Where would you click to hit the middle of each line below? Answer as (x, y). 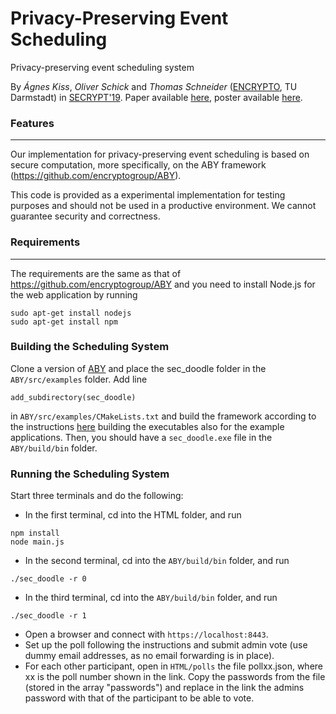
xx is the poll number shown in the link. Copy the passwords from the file (175, 677)
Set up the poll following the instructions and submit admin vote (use (166, 645)
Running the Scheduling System (90, 474)
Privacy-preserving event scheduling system (102, 67)
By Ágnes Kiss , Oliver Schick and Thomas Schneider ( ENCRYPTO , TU (154, 86)
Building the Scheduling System (90, 347)
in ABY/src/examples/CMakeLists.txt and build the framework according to (163, 416)
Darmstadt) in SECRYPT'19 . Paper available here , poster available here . (156, 97)
